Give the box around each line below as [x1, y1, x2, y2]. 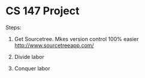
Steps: [5, 24, 22, 31]
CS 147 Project [5, 4, 80, 18]
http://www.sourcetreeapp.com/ [14, 42, 94, 49]
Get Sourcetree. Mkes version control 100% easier [14, 35, 139, 42]
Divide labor [14, 53, 44, 60]
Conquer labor [14, 64, 50, 72]
